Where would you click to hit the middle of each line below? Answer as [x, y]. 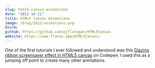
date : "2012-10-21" [25, 14]
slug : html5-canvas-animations [36, 9]
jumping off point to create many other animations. [55, 60]
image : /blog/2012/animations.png [40, 23]
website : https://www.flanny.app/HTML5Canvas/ [53, 37]
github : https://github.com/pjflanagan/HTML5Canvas [58, 32]
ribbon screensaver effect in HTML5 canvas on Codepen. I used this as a [78, 55]
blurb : [12, 27]
